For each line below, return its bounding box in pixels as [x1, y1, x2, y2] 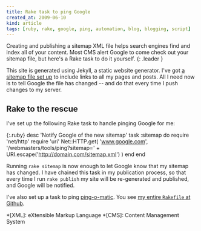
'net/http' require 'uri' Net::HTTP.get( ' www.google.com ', [6, 138, 148, 145]
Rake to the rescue [6, 103, 78, 114]
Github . [6, 200, 25, 207]
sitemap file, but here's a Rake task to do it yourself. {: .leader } [6, 55, 163, 62]
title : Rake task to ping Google [6, 8, 91, 15]
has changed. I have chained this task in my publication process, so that [6, 169, 186, 176]
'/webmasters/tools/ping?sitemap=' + [6, 145, 100, 152]
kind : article [6, 20, 42, 26]
